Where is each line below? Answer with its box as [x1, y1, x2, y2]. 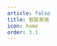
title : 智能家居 [7, 16, 49, 23]
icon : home [7, 22, 38, 29]
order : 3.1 [7, 28, 38, 36]
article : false [7, 9, 51, 17]
